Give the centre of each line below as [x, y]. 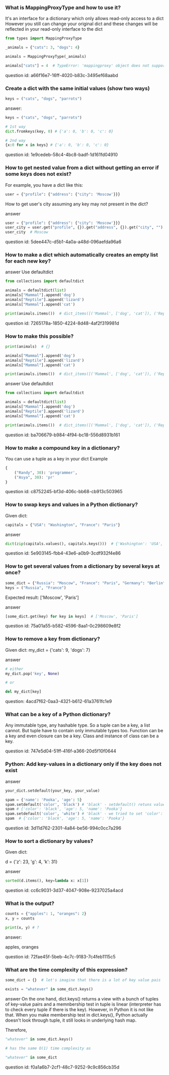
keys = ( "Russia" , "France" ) [36, 588]
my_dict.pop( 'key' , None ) [32, 673]
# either [14, 669]
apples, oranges [22, 947]
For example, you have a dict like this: [44, 185]
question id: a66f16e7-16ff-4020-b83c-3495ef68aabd [62, 75]
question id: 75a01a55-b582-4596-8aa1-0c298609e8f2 [63, 626]
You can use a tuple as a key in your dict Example [57, 458]
